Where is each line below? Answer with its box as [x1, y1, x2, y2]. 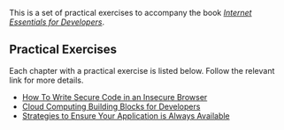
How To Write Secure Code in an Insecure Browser [21, 91, 208, 102]
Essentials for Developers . [9, 17, 104, 27]
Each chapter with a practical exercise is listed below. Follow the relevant [9, 65, 275, 76]
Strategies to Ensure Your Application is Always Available [21, 110, 230, 121]
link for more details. [9, 75, 84, 85]
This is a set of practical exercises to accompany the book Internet [9, 8, 252, 18]
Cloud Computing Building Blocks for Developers [21, 101, 201, 112]
